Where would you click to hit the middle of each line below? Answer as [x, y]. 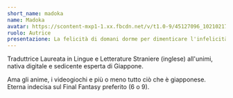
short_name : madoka [35, 13]
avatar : [18, 26]
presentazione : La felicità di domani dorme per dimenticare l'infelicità [118, 39]
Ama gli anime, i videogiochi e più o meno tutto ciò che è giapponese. [107, 79]
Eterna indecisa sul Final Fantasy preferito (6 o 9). [78, 87]
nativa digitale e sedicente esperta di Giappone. [76, 66]
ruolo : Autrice [29, 33]
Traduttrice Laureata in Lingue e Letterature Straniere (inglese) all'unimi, [110, 59]
